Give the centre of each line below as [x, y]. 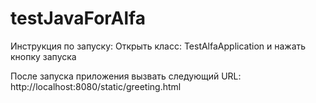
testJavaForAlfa [78, 18]
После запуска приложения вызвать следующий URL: [126, 76]
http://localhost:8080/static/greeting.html [96, 86]
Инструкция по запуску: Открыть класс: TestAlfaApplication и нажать [158, 46]
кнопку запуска [43, 56]
